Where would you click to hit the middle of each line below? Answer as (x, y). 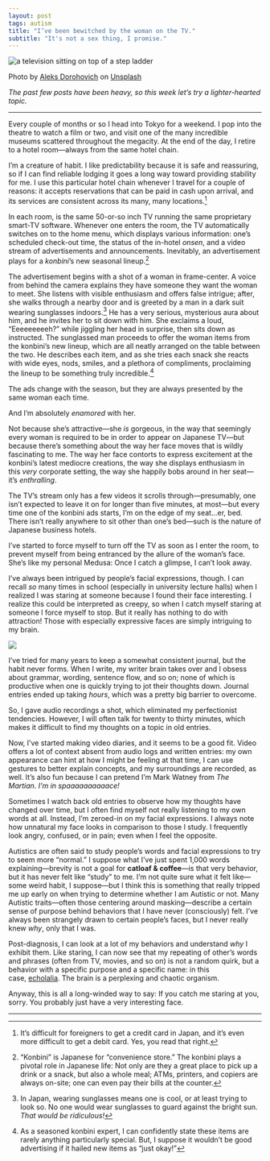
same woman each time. (49, 397)
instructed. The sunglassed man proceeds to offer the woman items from (129, 338)
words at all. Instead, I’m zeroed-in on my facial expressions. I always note (131, 818)
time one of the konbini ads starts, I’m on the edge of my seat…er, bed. (125, 512)
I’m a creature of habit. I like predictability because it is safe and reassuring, (133, 165)
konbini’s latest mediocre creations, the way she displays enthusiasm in (127, 462)
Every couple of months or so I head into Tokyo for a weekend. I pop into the (135, 124)
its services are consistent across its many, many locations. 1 (108, 200)
